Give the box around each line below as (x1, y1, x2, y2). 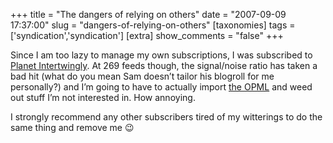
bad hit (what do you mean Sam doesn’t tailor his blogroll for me (10, 70, 275, 82)
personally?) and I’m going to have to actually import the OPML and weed (10, 81, 313, 93)
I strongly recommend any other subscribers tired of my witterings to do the (10, 111, 323, 123)
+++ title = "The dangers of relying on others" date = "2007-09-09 (10, 9, 287, 20)
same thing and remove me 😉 (10, 122, 135, 133)
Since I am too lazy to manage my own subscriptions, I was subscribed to (10, 49, 313, 61)
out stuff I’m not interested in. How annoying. (10, 92, 196, 103)
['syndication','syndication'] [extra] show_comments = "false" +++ (10, 30, 284, 41)
